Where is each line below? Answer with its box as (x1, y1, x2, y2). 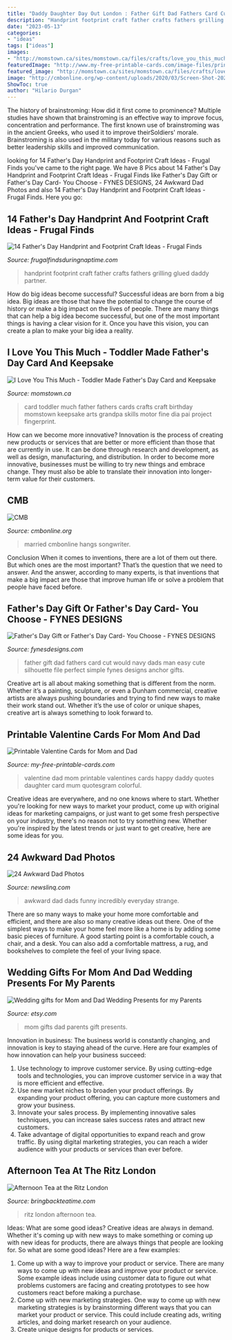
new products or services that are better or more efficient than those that (7, 438, 215, 446)
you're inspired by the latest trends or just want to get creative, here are (7, 824, 211, 832)
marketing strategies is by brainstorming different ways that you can (17, 1303, 212, 1311)
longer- (191, 467, 213, 476)
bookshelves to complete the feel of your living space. (7, 947, 162, 955)
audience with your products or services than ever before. (17, 1145, 183, 1153)
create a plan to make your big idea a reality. (7, 326, 133, 335)
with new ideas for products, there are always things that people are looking (7, 1238, 224, 1247)
